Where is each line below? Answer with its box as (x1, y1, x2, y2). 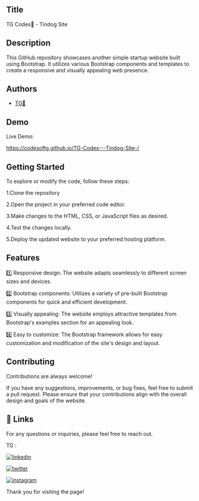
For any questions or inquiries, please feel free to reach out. (6, 430, 153, 437)
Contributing (6, 357, 55, 367)
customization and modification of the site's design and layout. (6, 339, 160, 346)
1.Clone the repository (6, 190, 60, 197)
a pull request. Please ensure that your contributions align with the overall (6, 390, 187, 398)
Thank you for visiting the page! (6, 488, 85, 495)
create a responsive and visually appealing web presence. (6, 66, 149, 74)
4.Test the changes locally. (6, 224, 72, 231)
